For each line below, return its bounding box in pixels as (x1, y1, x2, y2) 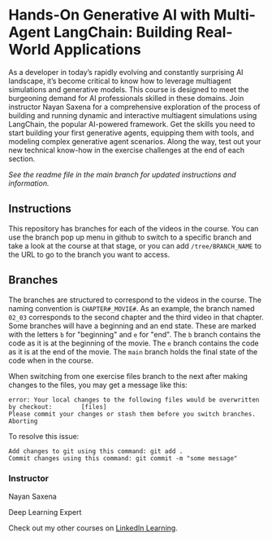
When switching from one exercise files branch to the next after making (8, 371, 248, 380)
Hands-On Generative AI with (8, 6, 211, 24)
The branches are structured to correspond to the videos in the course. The (8, 295, 262, 305)
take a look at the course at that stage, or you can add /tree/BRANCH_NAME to (8, 240, 262, 250)
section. (8, 153, 36, 164)
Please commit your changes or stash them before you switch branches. (8, 410, 256, 418)
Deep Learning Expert (8, 507, 82, 517)
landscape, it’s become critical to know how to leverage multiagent (8, 76, 231, 86)
